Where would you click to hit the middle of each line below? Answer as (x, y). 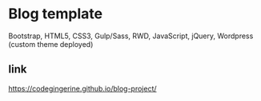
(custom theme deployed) (51, 44)
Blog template (55, 14)
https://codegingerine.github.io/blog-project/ (83, 88)
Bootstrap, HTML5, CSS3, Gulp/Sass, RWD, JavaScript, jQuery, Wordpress (131, 36)
